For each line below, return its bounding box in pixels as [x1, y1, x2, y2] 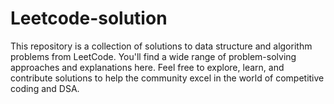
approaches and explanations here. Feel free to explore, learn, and [10, 61, 285, 73]
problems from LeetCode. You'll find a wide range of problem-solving [10, 50, 297, 62]
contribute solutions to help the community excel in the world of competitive [10, 72, 325, 84]
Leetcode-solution [10, 7, 168, 30]
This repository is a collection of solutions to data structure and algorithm [10, 40, 313, 52]
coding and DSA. [10, 82, 80, 94]
